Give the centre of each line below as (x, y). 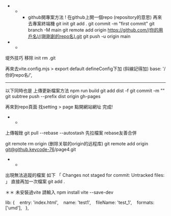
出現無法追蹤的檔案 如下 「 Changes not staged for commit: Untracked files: (85, 175)
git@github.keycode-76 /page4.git (41, 149)
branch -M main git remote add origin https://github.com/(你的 (93, 30)
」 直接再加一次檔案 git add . (35, 181)
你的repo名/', (19, 75)
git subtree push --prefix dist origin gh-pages (53, 96)
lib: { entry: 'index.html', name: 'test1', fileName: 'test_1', (69, 202)
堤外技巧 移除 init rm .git (31, 58)
